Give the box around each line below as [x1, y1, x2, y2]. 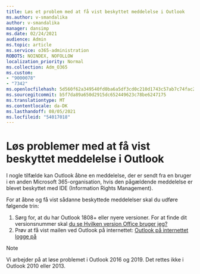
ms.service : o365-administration [6, 48, 89, 54]
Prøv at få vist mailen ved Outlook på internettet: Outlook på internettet [14, 227, 189, 234]
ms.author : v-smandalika [6, 14, 68, 20]
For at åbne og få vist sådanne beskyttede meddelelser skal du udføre [6, 196, 179, 203]
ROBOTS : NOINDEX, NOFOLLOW [6, 53, 73, 59]
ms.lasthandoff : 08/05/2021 [6, 108, 76, 114]
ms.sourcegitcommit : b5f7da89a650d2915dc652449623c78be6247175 [6, 92, 167, 98]
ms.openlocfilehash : [6, 86, 58, 92]
